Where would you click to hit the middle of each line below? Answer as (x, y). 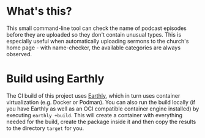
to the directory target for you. (45, 128)
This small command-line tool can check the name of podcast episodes (96, 28)
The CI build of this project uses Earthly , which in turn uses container (93, 95)
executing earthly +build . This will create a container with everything (94, 115)
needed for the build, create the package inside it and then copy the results (101, 122)
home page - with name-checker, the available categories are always (94, 48)
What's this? (39, 11)
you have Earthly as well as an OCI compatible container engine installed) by (103, 109)
